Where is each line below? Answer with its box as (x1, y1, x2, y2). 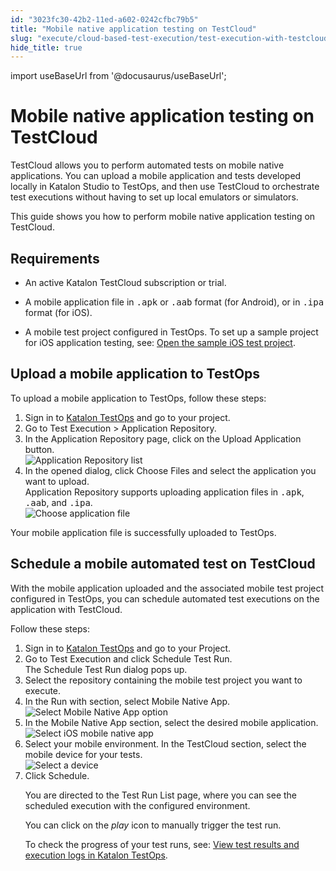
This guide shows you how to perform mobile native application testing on (10, 211, 316, 223)
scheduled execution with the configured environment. (24, 799, 251, 811)
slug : (10, 33, 33, 43)
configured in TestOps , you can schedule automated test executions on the (10, 592, 320, 605)
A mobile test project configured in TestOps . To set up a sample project (24, 326, 319, 338)
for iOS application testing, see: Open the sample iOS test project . (24, 337, 296, 348)
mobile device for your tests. (24, 748, 143, 760)
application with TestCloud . (10, 603, 123, 615)
